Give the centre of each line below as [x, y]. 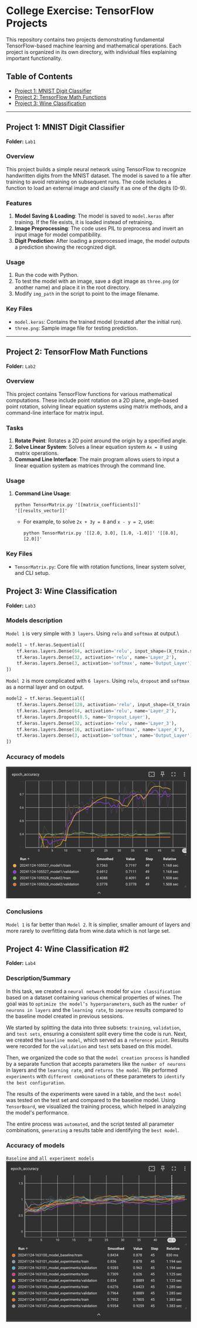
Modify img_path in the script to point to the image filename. [87, 294]
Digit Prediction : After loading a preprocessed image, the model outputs [102, 241]
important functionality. [34, 58]
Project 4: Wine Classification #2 [67, 949]
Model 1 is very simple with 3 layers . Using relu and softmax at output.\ [93, 633]
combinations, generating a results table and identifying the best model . [93, 1130]
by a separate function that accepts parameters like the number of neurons [96, 1063]
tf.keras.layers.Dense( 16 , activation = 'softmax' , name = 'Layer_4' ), [101, 729]
